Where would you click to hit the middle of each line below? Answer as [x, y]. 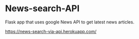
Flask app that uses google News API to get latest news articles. [70, 22]
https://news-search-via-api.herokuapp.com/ [51, 31]
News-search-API [42, 9]
